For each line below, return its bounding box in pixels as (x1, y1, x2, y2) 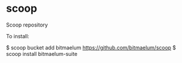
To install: (6, 32, 29, 39)
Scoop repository (6, 21, 48, 28)
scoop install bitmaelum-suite (6, 50, 77, 57)
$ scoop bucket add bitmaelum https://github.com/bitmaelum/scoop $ (6, 44, 176, 51)
